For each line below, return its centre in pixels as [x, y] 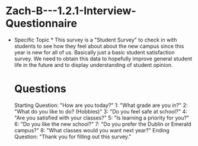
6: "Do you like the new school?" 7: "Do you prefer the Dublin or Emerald [103, 124]
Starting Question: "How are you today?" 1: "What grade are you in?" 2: [101, 105]
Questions [40, 89]
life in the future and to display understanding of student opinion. [93, 65]
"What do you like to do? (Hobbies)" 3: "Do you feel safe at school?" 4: [100, 111]
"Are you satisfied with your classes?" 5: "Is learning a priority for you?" [102, 118]
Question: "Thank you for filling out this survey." [73, 137]
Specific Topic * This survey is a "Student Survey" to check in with [95, 40]
